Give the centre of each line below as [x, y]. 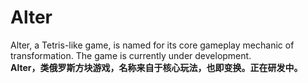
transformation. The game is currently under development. [131, 55]
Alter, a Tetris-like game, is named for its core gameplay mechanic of [152, 45]
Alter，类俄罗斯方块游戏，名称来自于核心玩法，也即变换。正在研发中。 [156, 67]
